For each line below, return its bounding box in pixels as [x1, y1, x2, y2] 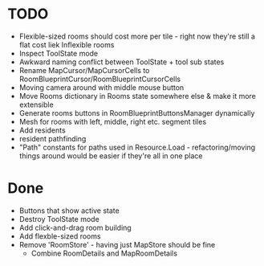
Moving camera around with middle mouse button [18, 82, 185, 92]
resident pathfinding [18, 133, 87, 143]
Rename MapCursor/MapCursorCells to [18, 65, 150, 75]
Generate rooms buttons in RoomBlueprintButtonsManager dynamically [18, 108, 255, 117]
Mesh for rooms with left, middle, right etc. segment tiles [18, 117, 206, 126]
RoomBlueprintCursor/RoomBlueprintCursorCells [18, 74, 181, 84]
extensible [18, 100, 54, 109]
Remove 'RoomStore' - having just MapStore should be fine [18, 239, 216, 249]
